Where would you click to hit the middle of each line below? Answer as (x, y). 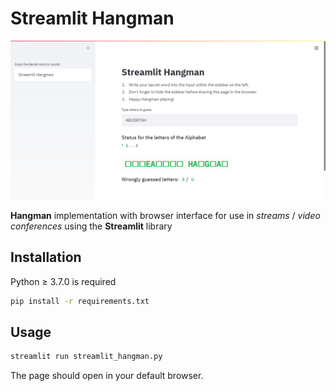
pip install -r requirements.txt (80, 301)
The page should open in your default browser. (107, 376)
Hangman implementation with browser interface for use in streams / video (165, 215)
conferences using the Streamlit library (91, 226)
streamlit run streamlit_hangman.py (86, 357)
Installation (46, 257)
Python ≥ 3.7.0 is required (63, 281)
